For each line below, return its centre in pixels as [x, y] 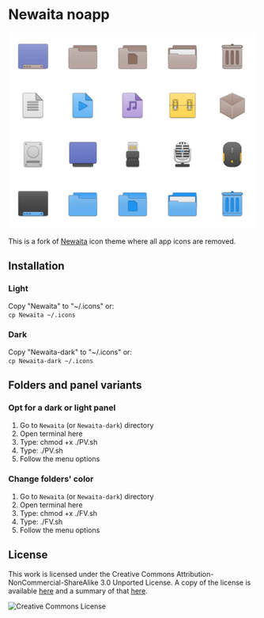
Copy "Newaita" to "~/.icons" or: [61, 305]
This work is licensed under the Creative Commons [92, 574]
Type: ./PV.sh [41, 450]
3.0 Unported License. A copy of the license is [175, 582]
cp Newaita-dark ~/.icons [51, 361]
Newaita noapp [59, 15]
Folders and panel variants [75, 385]
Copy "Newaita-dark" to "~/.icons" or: [70, 352]
